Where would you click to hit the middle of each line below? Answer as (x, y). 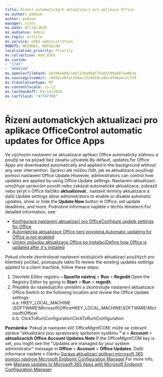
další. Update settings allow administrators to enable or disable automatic (78, 196)
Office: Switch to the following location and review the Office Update (81, 292)
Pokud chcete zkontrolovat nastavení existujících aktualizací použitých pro (80, 257)
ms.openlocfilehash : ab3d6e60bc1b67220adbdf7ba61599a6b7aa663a (71, 73)
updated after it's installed (38, 247)
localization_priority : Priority (39, 50)
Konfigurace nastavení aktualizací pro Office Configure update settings (83, 221)
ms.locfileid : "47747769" (31, 96)
